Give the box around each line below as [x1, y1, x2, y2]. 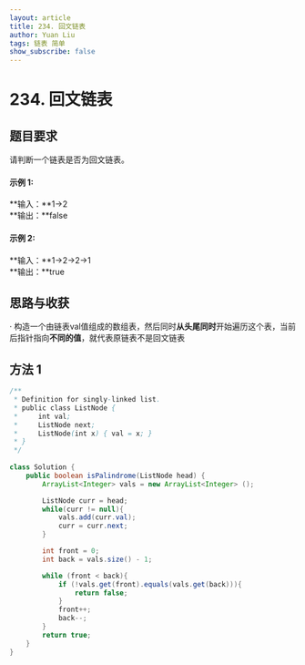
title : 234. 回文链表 [9, 22, 86, 31]
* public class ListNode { [13, 403, 117, 413]
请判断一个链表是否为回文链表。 [9, 154, 129, 165]
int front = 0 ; [42, 547, 100, 556]
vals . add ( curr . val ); [57, 513, 137, 522]
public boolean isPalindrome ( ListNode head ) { [25, 471, 206, 480]
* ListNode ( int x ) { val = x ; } [13, 429, 153, 438]
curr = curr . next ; [57, 521, 128, 531]
